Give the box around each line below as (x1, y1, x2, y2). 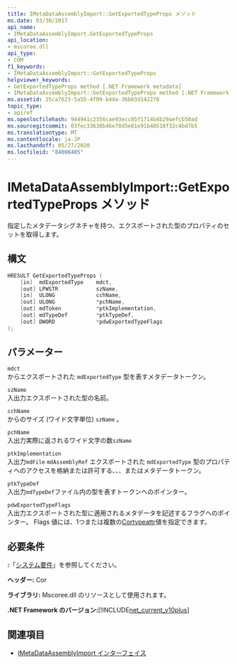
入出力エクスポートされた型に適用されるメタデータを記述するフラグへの (7, 509, 218, 517)
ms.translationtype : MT (7, 129, 78, 136)
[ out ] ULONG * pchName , (20, 298, 125, 305)
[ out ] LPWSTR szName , (20, 285, 119, 293)
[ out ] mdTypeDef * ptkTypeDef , (20, 312, 134, 319)
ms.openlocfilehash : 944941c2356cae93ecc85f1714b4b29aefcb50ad (7, 116, 198, 123)
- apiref (7, 109, 33, 116)
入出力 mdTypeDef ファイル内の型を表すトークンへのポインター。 (7, 488, 191, 496)
